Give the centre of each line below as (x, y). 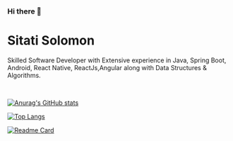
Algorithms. (24, 75)
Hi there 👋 (25, 11)
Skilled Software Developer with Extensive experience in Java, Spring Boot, (117, 60)
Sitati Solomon (51, 41)
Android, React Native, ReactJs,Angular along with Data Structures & (107, 67)
